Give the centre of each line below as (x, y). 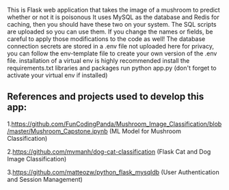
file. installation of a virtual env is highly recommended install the (98, 60)
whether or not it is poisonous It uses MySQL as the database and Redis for (113, 17)
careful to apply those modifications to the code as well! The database (106, 39)
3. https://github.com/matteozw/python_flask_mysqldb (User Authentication (113, 172)
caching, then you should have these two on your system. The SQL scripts (112, 24)
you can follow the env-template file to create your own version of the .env (112, 53)
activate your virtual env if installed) (57, 75)
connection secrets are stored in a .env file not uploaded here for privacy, (110, 46)
